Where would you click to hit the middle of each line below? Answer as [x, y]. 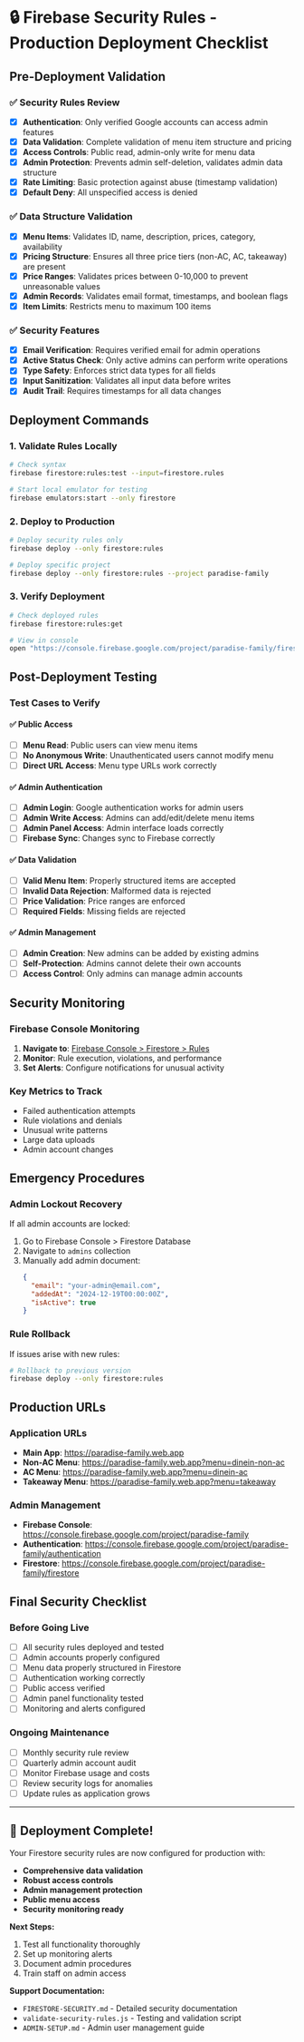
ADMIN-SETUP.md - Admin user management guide [114, 2027]
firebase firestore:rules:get [66, 624]
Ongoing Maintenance [60, 1733]
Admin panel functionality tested [83, 1698]
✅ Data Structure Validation [71, 217]
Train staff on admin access [74, 1973]
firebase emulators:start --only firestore [93, 498]
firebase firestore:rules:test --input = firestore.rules [117, 474]
